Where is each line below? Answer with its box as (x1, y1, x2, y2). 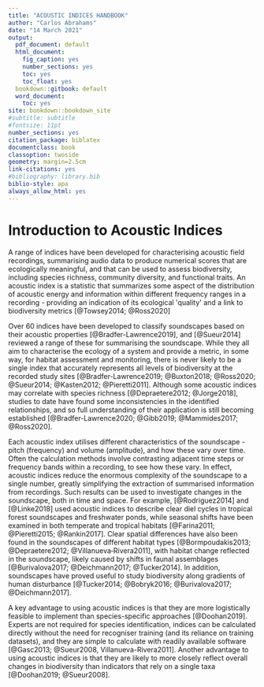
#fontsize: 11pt (8, 121, 61, 129)
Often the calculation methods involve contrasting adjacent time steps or (8, 454, 244, 463)
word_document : (15, 92, 65, 100)
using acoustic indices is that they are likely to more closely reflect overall (8, 653, 248, 663)
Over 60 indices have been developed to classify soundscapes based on (8, 321, 245, 331)
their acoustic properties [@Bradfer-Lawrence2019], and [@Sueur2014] (8, 329, 241, 339)
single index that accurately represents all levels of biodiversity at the (8, 363, 233, 373)
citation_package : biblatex (8, 136, 101, 144)
